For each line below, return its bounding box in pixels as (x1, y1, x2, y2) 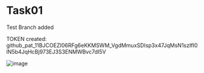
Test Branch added (6, 24, 54, 31)
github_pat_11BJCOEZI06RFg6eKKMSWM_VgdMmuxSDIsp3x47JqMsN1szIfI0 (6, 42, 198, 49)
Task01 (6, 4, 43, 17)
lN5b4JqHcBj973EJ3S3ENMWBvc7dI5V (6, 48, 106, 55)
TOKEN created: (6, 35, 47, 42)
